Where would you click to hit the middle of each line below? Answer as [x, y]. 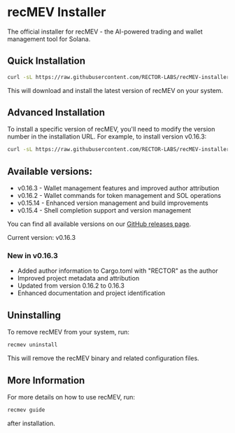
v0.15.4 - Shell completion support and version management [104, 211]
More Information [46, 380]
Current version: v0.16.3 [41, 238]
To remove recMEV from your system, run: [69, 332]
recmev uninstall [33, 345]
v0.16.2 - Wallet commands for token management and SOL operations [119, 196]
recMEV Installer [57, 12]
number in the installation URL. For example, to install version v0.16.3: [107, 136]
